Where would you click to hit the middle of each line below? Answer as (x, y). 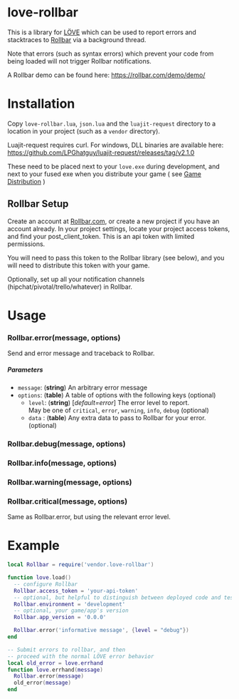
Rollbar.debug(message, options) (67, 444)
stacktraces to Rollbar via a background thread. (77, 39)
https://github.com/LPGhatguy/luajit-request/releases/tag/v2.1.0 (101, 152)
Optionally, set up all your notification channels (76, 279)
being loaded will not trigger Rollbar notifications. (79, 61)
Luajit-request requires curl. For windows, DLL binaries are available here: (116, 145)
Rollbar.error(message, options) (64, 337)
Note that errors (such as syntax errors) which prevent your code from (111, 53)
